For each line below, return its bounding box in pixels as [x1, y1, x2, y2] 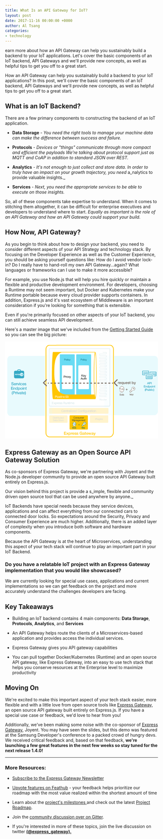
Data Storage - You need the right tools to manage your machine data [12, 130, 153, 135]
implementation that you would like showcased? [5, 567, 121, 573]
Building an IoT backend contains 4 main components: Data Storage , [12, 615, 150, 621]
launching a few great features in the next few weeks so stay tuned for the [5, 742, 158, 748]
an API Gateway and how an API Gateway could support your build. [5, 214, 141, 220]
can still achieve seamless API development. [5, 317, 94, 323]
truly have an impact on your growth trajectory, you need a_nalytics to [12, 169, 153, 175]
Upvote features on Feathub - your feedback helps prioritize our [12, 785, 141, 791]
